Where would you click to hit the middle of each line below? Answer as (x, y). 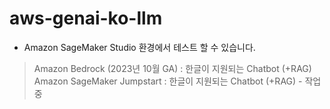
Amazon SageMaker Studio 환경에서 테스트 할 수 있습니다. (139, 47)
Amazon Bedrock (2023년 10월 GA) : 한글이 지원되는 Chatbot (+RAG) (172, 68)
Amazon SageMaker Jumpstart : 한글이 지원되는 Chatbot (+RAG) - (168, 81)
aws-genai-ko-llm (86, 18)
